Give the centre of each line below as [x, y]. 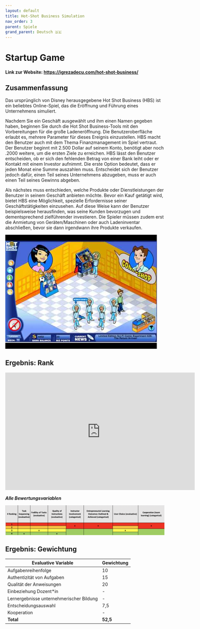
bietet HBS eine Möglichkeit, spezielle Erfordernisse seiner [66, 201]
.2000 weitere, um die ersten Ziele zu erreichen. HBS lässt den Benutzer [80, 153]
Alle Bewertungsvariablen [33, 498]
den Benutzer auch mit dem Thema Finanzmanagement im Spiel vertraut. [81, 142]
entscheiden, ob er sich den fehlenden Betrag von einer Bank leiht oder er [82, 158]
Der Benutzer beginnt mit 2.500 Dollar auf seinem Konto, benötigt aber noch [85, 147]
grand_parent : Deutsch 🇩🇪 [34, 32]
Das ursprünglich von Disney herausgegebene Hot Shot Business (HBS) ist [83, 100]
